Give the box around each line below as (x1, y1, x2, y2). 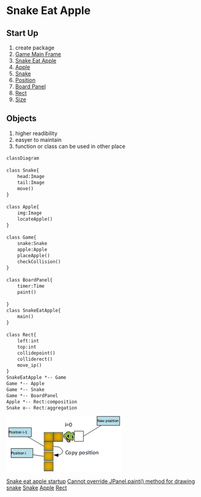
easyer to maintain (15, 136, 62, 143)
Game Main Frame (15, 51, 61, 58)
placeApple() (17, 252, 50, 259)
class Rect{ (6, 331, 36, 338)
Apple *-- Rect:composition (6, 398, 78, 405)
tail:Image (17, 179, 45, 186)
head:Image (17, 173, 45, 180)
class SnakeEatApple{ (6, 307, 61, 314)
